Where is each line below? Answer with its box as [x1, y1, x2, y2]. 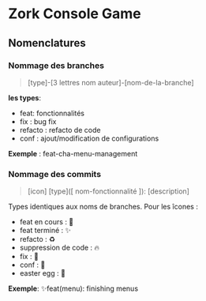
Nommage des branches [8, 60, 105, 71]
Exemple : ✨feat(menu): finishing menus [8, 284, 139, 293]
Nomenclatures [8, 36, 86, 50]
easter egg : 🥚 [19, 269, 66, 278]
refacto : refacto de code [19, 125, 101, 134]
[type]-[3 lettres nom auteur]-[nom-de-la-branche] [27, 77, 195, 87]
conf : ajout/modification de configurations [19, 134, 159, 143]
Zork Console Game [8, 5, 142, 23]
